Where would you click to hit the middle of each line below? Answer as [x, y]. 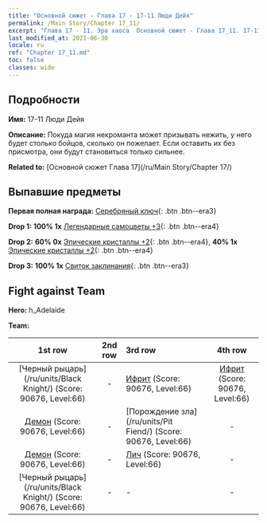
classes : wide [32, 68]
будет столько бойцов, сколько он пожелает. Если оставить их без [122, 143]
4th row [232, 350]
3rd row [141, 350]
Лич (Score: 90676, [163, 454]
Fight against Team [57, 291]
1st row [52, 350]
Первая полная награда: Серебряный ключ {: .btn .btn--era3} [112, 211]
